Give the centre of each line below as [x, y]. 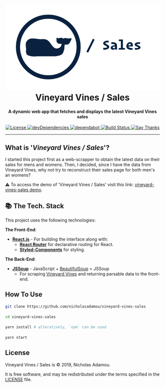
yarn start [16, 338]
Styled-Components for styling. [52, 250]
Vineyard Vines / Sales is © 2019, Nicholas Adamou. [58, 364]
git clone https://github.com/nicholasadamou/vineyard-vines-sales [76, 306]
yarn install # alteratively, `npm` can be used [56, 327]
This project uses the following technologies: [50, 220]
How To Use [24, 294]
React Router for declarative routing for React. [67, 245]
